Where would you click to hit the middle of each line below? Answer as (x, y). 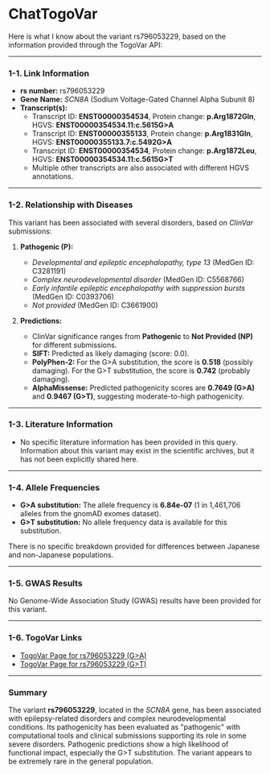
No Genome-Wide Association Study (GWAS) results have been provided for (135, 601)
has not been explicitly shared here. (79, 459)
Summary (28, 692)
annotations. (53, 176)
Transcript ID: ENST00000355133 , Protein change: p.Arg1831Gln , (142, 134)
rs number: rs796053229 (62, 91)
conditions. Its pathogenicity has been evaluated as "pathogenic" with (125, 727)
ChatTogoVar (53, 14)
